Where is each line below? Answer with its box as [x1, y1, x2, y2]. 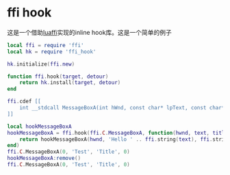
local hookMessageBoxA [7, 123, 72, 130]
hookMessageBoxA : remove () [7, 155, 81, 162]
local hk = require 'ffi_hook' [7, 48, 97, 55]
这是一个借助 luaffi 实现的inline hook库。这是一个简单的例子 [7, 28, 172, 36]
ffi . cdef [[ [7, 98, 41, 105]
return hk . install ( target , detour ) [19, 79, 121, 86]
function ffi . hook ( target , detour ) [7, 73, 109, 80]
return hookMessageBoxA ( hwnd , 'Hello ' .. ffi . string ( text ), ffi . [19, 135, 213, 143]
